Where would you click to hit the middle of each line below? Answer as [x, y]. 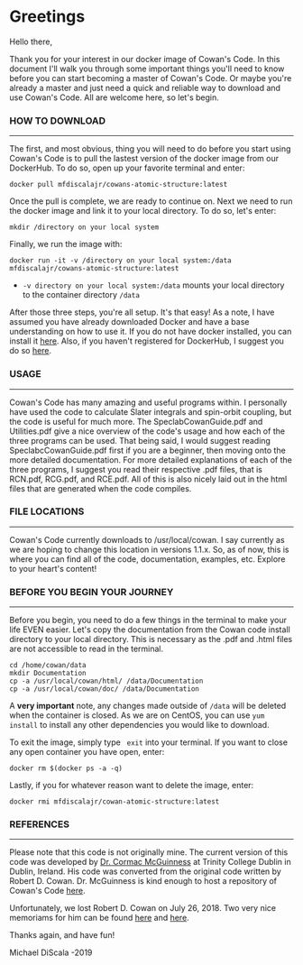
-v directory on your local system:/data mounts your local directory [153, 285]
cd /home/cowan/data [48, 666]
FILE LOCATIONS [47, 511]
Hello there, [31, 41]
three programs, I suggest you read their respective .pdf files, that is [136, 469]
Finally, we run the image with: [66, 244]
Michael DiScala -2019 [51, 952]
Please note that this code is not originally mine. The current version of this [149, 852]
